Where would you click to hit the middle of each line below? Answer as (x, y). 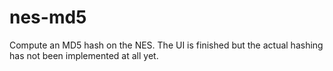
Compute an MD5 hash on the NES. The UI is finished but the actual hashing (166, 45)
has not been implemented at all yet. (84, 55)
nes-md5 (48, 17)
